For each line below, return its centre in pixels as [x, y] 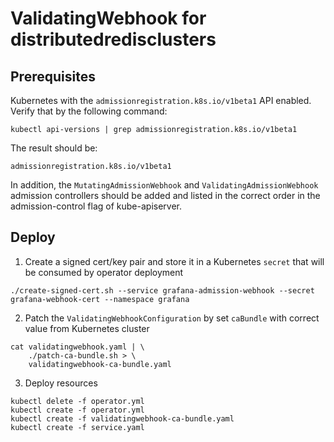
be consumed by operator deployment [104, 272]
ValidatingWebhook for [108, 18]
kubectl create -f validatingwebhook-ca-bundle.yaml [122, 418]
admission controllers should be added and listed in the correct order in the [165, 195]
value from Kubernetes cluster [87, 328]
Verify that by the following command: [89, 111]
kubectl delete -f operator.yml [77, 401]
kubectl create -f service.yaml [77, 427]
